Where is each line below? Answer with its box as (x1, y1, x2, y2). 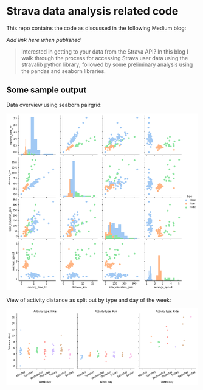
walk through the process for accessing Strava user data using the (21, 54, 188, 61)
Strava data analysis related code (6, 4, 179, 18)
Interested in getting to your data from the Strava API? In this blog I (21, 47, 188, 55)
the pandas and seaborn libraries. (21, 67, 106, 74)
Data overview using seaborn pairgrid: (6, 101, 102, 108)
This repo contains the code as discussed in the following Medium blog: (6, 24, 187, 32)
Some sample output (6, 85, 87, 96)
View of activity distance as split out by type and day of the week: (6, 296, 171, 304)
